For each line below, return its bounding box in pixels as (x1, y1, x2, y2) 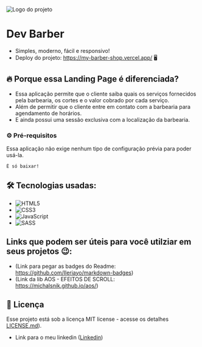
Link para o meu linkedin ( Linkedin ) (15, 334, 103, 341)
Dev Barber (6, 27, 65, 41)
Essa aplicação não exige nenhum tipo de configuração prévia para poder (6, 145, 192, 152)
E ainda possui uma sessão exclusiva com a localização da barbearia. (15, 116, 190, 123)
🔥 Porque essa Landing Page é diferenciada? (6, 74, 179, 85)
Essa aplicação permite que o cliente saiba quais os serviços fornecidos (15, 90, 197, 97)
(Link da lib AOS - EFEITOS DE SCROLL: (15, 275, 116, 282)
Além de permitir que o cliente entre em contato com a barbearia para (15, 103, 190, 110)
